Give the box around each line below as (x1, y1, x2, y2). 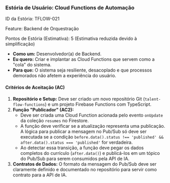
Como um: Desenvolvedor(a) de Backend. (12, 51, 102, 57)
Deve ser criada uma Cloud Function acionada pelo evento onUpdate (20, 112, 163, 118)
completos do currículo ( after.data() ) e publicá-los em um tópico (20, 150, 160, 156)
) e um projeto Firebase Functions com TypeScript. (45, 101, 152, 107)
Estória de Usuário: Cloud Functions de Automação (5, 4, 135, 11)
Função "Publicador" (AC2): (12, 106, 74, 112)
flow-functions (12, 102, 45, 107)
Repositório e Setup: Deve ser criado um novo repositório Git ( (12, 96, 145, 102)
